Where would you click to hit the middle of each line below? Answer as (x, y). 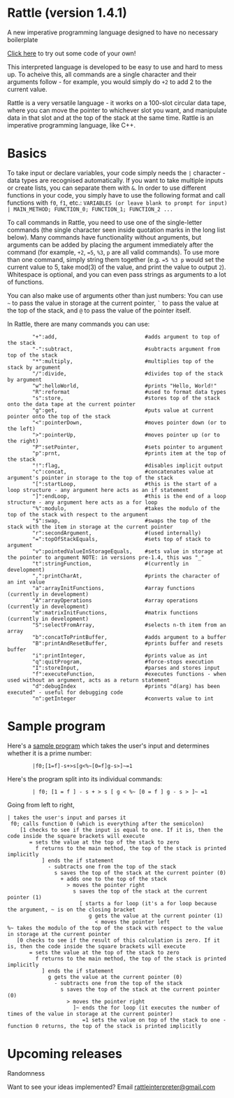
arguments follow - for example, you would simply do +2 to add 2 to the (110, 81)
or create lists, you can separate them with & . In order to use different (107, 188)
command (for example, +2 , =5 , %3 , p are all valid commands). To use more (114, 252)
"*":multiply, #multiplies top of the (123, 361)
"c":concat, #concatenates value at (123, 472)
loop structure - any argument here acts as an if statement (98, 490)
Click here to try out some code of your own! (72, 53)
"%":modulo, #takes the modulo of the (126, 508)
